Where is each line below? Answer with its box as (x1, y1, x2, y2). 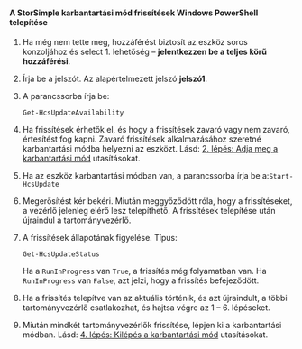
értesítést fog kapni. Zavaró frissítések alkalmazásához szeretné (22, 133, 261, 144)
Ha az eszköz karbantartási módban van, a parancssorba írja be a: (22, 170, 270, 181)
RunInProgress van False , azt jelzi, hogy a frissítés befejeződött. (22, 275, 260, 286)
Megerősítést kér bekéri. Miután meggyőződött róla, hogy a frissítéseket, (22, 196, 293, 207)
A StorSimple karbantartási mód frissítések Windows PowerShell (9, 7, 259, 18)
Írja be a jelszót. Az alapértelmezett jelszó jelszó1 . (22, 73, 208, 85)
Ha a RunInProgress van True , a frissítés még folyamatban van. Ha (22, 266, 268, 277)
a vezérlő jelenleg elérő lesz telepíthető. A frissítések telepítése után (22, 206, 276, 216)
